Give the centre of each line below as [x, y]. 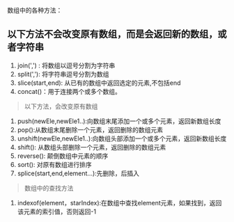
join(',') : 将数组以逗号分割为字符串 [66, 65]
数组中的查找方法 [49, 188]
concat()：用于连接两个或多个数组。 [69, 91]
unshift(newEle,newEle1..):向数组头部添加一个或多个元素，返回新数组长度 [122, 138]
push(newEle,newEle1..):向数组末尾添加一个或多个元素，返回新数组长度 [119, 121]
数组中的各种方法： [35, 10]
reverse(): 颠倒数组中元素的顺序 [63, 156]
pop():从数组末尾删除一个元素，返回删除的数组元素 [90, 129]
